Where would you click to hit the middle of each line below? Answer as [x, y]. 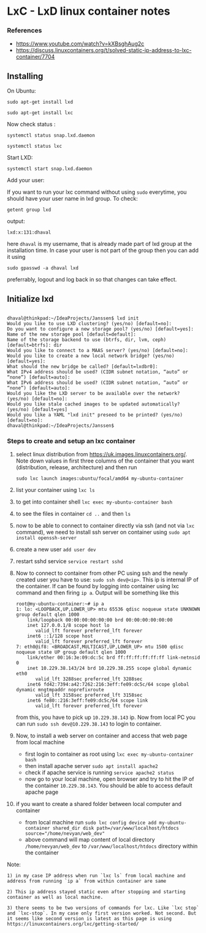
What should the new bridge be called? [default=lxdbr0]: [82, 367]
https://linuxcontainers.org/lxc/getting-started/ [73, 924]
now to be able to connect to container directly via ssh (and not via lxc [105, 526]
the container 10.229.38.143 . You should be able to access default [109, 786]
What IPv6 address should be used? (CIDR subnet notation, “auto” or [98, 383]
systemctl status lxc [35, 146]
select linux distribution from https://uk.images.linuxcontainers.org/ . [101, 455]
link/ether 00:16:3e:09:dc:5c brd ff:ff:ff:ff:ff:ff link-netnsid [114, 658]
